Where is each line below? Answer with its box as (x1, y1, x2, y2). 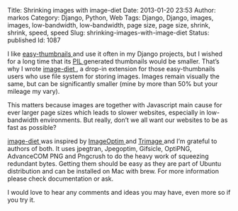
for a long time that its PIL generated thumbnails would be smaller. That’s (7, 57, 220, 66)
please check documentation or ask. (7, 174, 114, 183)
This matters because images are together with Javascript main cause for (7, 101, 222, 109)
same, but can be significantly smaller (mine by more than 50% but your (7, 80, 218, 88)
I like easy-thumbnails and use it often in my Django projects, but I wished (7, 49, 223, 58)
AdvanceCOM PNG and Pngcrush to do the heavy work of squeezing (7, 152, 209, 160)
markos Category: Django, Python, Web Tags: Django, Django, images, (7, 13, 214, 22)
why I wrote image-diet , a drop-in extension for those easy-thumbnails (7, 65, 215, 73)
